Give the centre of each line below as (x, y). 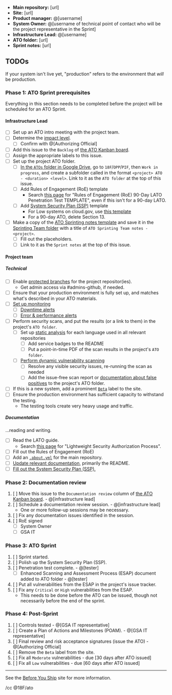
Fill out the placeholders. (46, 239)
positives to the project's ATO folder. (67, 383)
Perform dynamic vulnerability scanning (62, 361)
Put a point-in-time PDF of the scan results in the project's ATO (93, 350)
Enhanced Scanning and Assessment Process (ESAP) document (88, 573)
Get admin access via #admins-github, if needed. (72, 287)
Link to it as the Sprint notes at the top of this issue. (76, 245)
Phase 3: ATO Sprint (31, 546)
